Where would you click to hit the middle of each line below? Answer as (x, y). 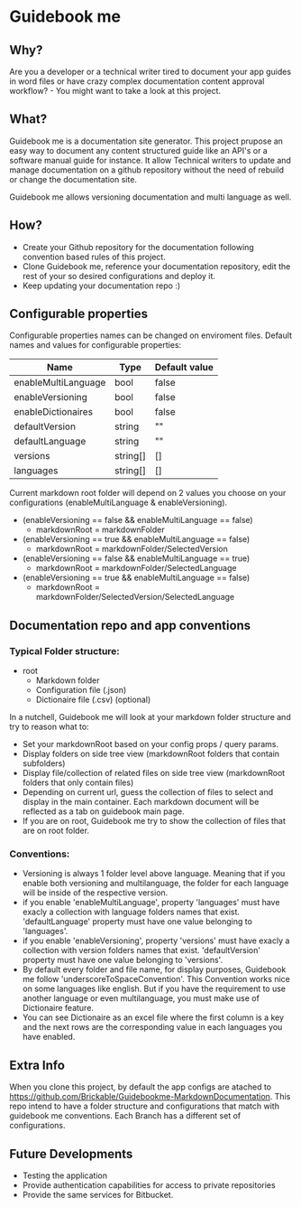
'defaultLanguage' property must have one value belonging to (137, 922)
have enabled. (49, 1037)
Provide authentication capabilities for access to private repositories (149, 1185)
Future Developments (71, 1154)
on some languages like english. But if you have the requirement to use (154, 989)
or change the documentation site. (73, 179)
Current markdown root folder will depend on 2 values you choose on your (148, 493)
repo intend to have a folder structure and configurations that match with (144, 1106)
